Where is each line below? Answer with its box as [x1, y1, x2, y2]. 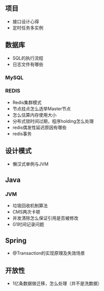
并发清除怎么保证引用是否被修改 [12, 215, 78, 221]
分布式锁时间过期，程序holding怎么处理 [12, 118, 94, 124]
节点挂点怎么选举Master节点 [12, 105, 71, 111]
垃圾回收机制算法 [12, 202, 48, 208]
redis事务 [12, 130, 32, 136]
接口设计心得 [12, 18, 39, 24]
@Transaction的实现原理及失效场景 [12, 250, 85, 256]
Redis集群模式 [12, 99, 42, 105]
